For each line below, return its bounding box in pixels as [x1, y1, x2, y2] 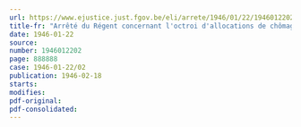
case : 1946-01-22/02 [9, 63, 87, 72]
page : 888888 [9, 55, 58, 63]
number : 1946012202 [9, 47, 82, 55]
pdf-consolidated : [9, 105, 78, 114]
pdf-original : [9, 96, 63, 106]
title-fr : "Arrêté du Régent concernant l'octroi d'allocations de [9, 21, 267, 30]
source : [9, 38, 39, 47]
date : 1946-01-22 [9, 30, 74, 38]
